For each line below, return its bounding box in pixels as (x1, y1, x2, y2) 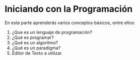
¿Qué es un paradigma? (11, 45, 61, 51)
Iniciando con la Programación (4, 3, 133, 15)
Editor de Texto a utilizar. (11, 50, 63, 56)
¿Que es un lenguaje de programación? (11, 29, 92, 35)
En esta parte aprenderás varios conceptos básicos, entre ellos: (4, 20, 136, 26)
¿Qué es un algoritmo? (11, 39, 58, 45)
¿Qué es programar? (11, 34, 54, 40)
